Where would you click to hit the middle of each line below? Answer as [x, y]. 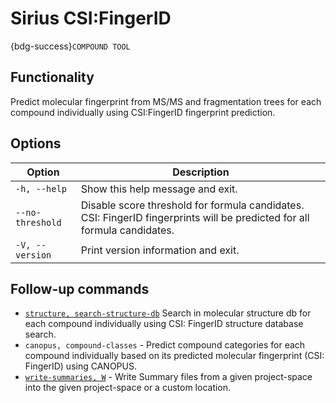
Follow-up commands [80, 288]
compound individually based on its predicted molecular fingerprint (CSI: [174, 356]
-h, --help [41, 188]
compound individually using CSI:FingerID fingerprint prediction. [143, 112]
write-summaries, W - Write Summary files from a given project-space [168, 377]
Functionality [52, 77]
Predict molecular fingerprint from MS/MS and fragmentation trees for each [166, 101]
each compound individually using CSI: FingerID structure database [164, 324]
